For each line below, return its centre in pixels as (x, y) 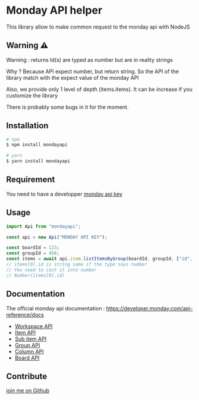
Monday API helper (54, 10)
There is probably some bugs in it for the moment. (67, 107)
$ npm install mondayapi (37, 145)
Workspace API (34, 326)
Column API (29, 351)
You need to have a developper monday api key (64, 194)
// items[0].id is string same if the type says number (77, 264)
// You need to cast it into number (51, 270)
